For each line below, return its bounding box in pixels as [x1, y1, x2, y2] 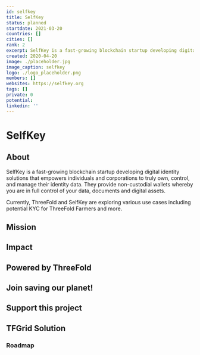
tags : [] [6, 86, 28, 92]
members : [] [6, 75, 36, 81]
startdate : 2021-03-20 [6, 25, 62, 32]
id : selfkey [6, 8, 36, 15]
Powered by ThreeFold [6, 263, 92, 273]
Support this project [6, 303, 82, 313]
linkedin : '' [6, 102, 39, 109]
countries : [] [6, 31, 42, 37]
